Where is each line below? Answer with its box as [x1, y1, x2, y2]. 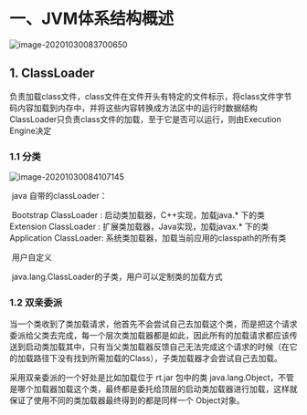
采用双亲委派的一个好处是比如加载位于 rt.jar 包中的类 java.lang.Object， [9, 372, 279, 383]
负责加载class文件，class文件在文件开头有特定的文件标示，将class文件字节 [9, 90, 292, 101]
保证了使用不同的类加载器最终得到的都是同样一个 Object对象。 [9, 395, 245, 406]
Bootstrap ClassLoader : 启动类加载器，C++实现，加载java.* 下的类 [11, 210, 265, 221]
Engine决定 [9, 125, 52, 136]
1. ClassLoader [9, 66, 95, 81]
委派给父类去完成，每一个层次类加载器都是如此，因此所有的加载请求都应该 [9, 330, 290, 341]
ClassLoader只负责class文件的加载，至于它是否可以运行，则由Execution [9, 113, 281, 124]
